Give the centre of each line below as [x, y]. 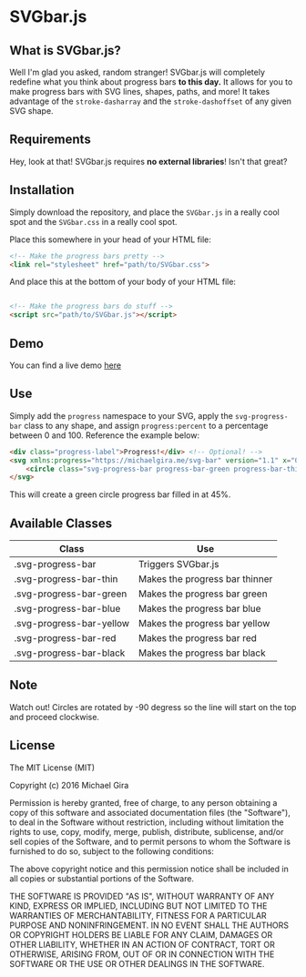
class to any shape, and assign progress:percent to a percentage [146, 425]
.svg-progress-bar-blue [67, 609]
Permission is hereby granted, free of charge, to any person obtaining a [143, 802]
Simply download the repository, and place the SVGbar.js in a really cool [144, 212]
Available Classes [61, 523]
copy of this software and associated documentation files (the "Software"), [150, 812]
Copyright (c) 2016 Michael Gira [69, 785]
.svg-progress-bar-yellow [72, 624]
